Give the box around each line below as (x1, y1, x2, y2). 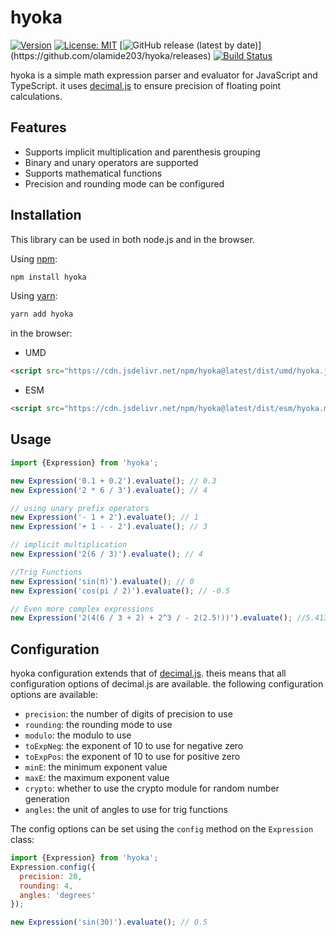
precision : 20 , (19, 871, 83, 881)
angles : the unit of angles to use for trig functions (24, 804, 228, 816)
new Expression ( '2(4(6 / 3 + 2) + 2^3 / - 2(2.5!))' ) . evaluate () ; (10, 613, 293, 623)
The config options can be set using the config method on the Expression (10, 823, 314, 835)
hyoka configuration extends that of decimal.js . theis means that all (10, 667, 287, 680)
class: (10, 834, 35, 846)
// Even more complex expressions (10, 604, 155, 614)
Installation (10, 207, 82, 224)
